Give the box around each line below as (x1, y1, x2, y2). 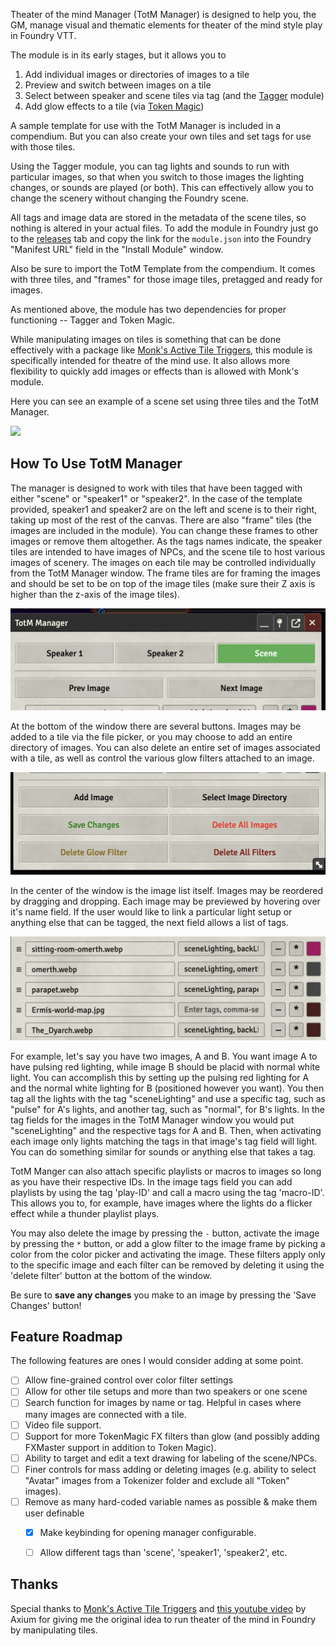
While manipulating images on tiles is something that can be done (10, 334, 282, 345)
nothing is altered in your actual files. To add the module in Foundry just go (10, 222, 319, 234)
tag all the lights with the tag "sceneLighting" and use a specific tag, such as (10, 1092, 327, 1104)
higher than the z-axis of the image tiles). (10, 588, 180, 600)
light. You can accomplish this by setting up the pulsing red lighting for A (10, 1071, 310, 1083)
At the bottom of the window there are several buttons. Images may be (10, 720, 302, 733)
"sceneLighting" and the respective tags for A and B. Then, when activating (10, 1124, 322, 1136)
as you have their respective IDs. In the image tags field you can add (10, 1175, 293, 1188)
